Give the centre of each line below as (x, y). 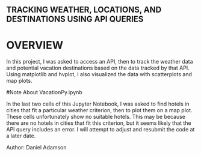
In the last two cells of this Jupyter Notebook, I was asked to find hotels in (98, 104)
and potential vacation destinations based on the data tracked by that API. (98, 68)
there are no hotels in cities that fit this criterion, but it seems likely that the (99, 123)
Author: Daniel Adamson (36, 148)
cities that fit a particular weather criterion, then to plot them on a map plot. (99, 110)
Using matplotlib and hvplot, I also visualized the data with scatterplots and (99, 74)
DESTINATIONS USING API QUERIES (75, 19)
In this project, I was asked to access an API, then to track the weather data (100, 62)
